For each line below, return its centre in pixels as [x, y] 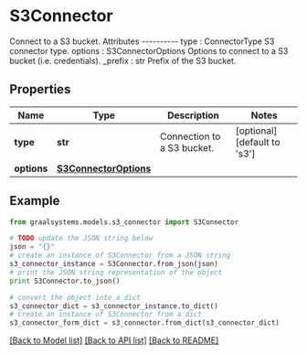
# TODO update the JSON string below [81, 239]
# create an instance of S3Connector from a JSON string [120, 256]
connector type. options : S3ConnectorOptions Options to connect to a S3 [149, 50]
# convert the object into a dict [75, 297]
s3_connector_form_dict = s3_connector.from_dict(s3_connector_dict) [145, 323]
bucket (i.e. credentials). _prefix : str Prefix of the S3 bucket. [123, 60]
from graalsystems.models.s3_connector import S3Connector [124, 222]
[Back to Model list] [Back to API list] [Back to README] [114, 340]
